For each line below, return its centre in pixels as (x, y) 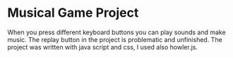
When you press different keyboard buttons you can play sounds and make (116, 32)
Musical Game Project (73, 13)
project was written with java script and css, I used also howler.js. (103, 47)
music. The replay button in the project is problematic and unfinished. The (115, 39)
